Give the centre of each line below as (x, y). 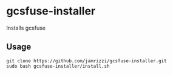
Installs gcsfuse (26, 28)
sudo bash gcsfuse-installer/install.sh (58, 66)
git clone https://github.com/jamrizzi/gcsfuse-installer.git (86, 61)
